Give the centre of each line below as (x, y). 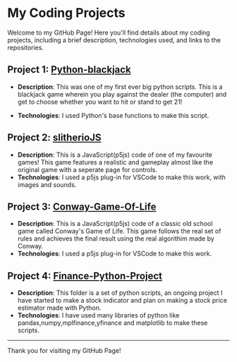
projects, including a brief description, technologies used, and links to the (114, 40)
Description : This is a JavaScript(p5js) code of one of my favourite (115, 155)
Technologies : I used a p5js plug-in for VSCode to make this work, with (121, 177)
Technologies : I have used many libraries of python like (98, 315)
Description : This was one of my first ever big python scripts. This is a (120, 87)
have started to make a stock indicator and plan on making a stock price (122, 301)
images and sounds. (47, 184)
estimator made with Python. (59, 308)
